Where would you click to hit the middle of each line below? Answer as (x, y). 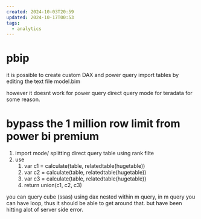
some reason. (23, 99)
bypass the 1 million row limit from (93, 124)
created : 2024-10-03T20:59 (40, 12)
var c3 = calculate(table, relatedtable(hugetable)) (85, 179)
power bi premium (53, 137)
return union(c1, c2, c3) (53, 185)
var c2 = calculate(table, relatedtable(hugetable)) (85, 173)
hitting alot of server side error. (45, 210)
